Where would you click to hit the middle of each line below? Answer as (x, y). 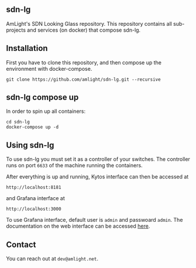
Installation (27, 48)
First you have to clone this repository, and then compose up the (84, 62)
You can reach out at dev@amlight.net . (52, 259)
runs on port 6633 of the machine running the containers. (74, 166)
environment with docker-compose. (49, 68)
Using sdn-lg (30, 145)
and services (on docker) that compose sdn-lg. (84, 30)
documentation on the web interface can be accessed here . (78, 226)
